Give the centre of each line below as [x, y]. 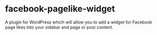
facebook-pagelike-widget [60, 9]
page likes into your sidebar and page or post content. [59, 27]
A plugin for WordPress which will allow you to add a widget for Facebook [79, 22]
